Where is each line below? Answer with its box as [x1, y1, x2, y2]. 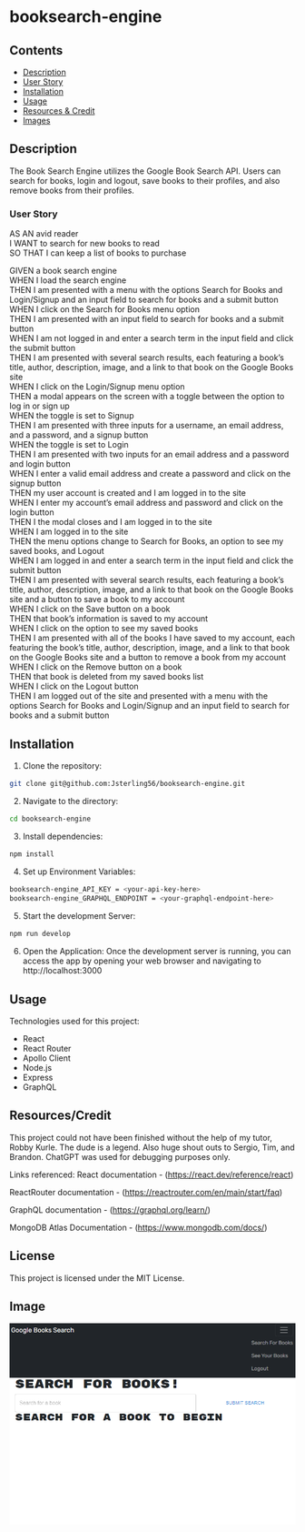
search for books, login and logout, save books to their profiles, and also [9, 175, 280, 186]
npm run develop [9, 930, 71, 939]
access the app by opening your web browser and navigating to [22, 955, 261, 966]
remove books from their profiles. [9, 185, 134, 196]
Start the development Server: [22, 911, 136, 922]
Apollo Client [22, 1053, 71, 1063]
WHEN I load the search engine [9, 275, 127, 286]
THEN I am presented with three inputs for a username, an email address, [9, 420, 284, 431]
